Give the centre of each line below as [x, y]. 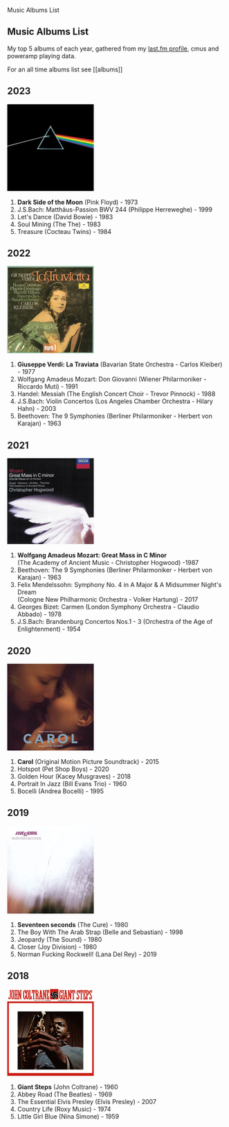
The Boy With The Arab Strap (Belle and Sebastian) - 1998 [100, 932]
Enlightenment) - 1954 [49, 629]
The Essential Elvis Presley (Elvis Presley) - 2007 [87, 1101]
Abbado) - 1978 [39, 614]
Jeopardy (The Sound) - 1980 [59, 939]
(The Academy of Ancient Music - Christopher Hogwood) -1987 [108, 563]
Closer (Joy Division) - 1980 [57, 947]
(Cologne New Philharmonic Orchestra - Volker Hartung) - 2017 [108, 600]
